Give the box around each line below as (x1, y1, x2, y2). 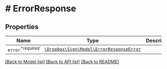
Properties (5, 23, 39, 31)
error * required (7, 45, 40, 53)
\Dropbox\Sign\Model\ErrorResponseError (44, 46, 141, 52)
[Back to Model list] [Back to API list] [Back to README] (5, 59, 119, 65)
